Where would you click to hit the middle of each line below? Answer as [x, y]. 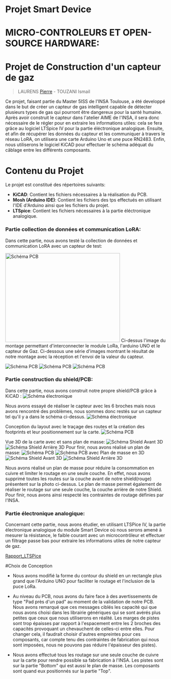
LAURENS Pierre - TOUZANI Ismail [54, 92]
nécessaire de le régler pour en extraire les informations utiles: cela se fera [84, 123]
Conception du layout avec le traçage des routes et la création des [75, 426]
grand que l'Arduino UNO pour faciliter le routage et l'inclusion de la [84, 581]
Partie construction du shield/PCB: [49, 379]
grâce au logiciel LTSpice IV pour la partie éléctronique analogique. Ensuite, [84, 129]
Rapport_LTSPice [23, 556]
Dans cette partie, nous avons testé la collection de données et [71, 241]
